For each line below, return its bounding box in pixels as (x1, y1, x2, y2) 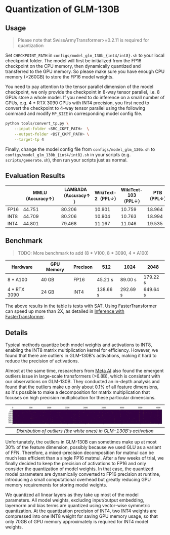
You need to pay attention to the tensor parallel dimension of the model (5, 84, 153, 90)
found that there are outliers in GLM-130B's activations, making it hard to (5, 353, 157, 359)
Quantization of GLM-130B (5, 4, 120, 15)
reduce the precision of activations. (5, 358, 79, 364)
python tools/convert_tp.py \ (5, 121, 69, 126)
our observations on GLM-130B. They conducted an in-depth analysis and (5, 379, 160, 385)
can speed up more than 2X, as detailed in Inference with (5, 308, 125, 314)
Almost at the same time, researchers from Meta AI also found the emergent (5, 368, 164, 374)
